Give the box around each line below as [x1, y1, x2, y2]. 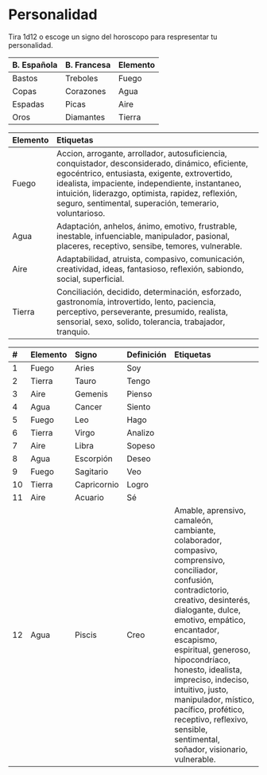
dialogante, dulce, [174, 604, 241, 615]
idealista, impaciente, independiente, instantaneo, [56, 178, 242, 189]
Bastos [12, 72, 38, 84]
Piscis [74, 629, 97, 640]
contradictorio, [174, 584, 230, 595]
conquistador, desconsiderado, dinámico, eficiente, [56, 158, 249, 169]
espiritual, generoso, [174, 644, 251, 655]
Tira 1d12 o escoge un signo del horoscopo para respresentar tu [8, 32, 218, 41]
